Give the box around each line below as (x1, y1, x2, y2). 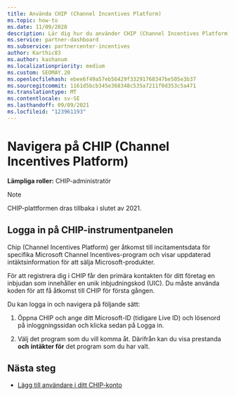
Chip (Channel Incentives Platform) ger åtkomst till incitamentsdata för (7, 243, 211, 251)
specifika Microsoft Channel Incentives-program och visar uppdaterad (7, 250, 211, 258)
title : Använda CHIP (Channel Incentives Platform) (7, 10, 162, 18)
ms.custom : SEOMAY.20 (7, 69, 71, 76)
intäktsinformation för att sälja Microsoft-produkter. (7, 258, 156, 266)
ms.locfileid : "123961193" (7, 108, 86, 115)
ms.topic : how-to (7, 17, 58, 24)
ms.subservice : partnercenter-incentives (7, 43, 131, 50)
